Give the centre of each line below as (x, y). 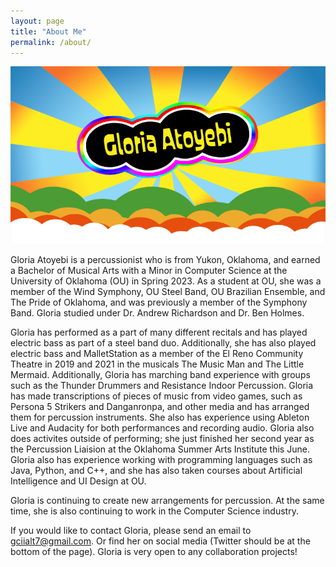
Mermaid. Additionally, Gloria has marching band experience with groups (160, 374)
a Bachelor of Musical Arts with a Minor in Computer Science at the (149, 270)
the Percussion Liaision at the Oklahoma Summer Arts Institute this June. (160, 449)
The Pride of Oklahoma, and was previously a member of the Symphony (159, 302)
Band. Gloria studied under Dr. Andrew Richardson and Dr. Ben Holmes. (157, 312)
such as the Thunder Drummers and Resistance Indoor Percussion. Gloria (162, 385)
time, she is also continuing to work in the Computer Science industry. (154, 511)
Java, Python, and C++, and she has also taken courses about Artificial (156, 470)
